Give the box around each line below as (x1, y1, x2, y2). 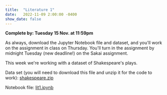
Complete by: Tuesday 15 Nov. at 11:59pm (5, 30, 93, 36)
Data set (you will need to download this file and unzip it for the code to (5, 70, 152, 76)
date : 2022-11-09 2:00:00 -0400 (5, 12, 77, 17)
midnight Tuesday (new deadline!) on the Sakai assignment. (5, 50, 128, 56)
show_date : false (5, 16, 41, 21)
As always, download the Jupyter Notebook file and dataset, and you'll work (5, 40, 162, 46)
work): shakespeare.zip (5, 75, 53, 81)
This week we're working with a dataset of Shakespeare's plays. (5, 60, 137, 66)
